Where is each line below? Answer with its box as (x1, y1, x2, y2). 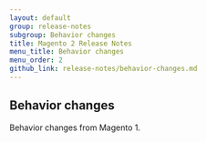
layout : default (9, 13, 71, 23)
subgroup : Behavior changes (9, 30, 117, 39)
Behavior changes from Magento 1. (9, 122, 141, 133)
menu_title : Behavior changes (9, 47, 125, 56)
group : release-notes (9, 22, 92, 31)
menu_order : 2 (9, 56, 64, 65)
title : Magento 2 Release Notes (9, 38, 132, 48)
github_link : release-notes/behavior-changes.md (9, 65, 198, 74)
